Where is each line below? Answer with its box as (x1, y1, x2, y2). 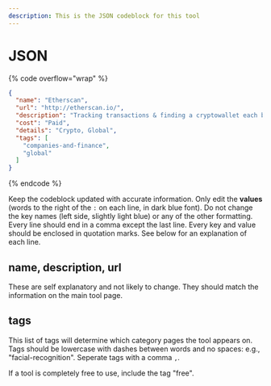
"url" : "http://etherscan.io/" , (15, 104, 125, 112)
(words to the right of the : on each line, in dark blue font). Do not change (8, 203, 253, 212)
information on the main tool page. (8, 291, 123, 300)
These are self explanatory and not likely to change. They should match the (8, 282, 259, 292)
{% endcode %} (8, 178, 62, 188)
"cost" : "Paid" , (15, 119, 70, 128)
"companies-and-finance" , (23, 141, 110, 149)
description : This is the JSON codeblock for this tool (8, 11, 200, 20)
